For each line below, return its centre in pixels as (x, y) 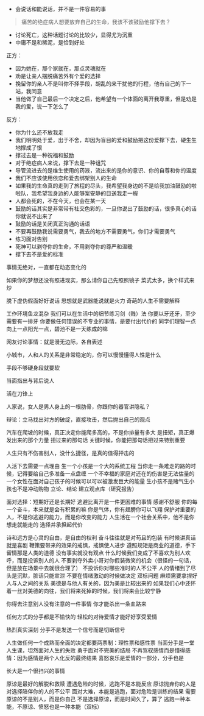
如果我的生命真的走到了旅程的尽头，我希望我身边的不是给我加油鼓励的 (103, 186)
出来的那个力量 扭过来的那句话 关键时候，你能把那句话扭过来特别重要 (98, 440)
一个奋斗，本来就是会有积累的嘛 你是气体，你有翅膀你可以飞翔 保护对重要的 (101, 509)
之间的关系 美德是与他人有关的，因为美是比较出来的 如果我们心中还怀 (109, 583)
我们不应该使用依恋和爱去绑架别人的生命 (66, 178)
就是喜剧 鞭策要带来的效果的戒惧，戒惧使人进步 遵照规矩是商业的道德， (96, 545)
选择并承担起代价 (61, 525)
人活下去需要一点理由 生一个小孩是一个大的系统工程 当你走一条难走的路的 (98, 466)
